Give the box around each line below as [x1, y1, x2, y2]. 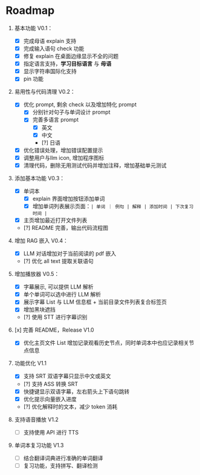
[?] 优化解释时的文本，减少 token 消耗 [23, 403, 118, 410]
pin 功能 [23, 75, 44, 82]
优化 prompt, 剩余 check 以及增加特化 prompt [23, 101, 137, 108]
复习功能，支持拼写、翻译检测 [23, 462, 98, 469]
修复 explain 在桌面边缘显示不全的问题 [23, 53, 119, 60]
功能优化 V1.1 [14, 359, 47, 367]
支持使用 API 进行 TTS [23, 428, 79, 436]
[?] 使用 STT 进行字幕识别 [23, 313, 88, 321]
